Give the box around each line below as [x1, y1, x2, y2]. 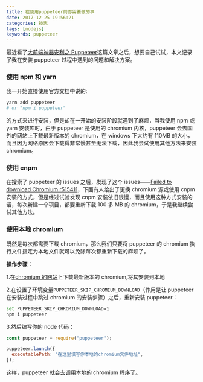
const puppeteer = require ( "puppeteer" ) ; [6, 335, 112, 341]
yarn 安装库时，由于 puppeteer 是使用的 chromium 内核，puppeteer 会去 [6, 124, 188, 132]
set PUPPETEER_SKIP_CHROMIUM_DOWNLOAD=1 [6, 305, 110, 311]
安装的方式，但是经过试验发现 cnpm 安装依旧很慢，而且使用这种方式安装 [6, 194, 187, 201]
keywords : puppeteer [6, 31, 59, 37]
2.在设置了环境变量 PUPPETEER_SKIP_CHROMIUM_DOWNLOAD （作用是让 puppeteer [6, 286, 194, 293]
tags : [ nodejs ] [6, 25, 45, 32]
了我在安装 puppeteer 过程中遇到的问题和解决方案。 [6, 56, 136, 63]
